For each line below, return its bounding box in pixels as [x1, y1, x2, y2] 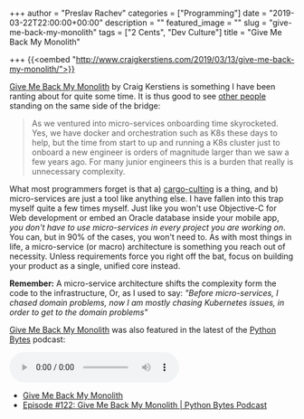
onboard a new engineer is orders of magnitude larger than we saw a [31, 147, 290, 157]
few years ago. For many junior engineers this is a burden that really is [31, 157, 294, 167]
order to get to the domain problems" [9, 307, 148, 318]
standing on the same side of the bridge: [9, 100, 161, 111]
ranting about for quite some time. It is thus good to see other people [9, 90, 267, 101]
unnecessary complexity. [31, 167, 126, 176]
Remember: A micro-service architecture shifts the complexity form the [9, 278, 277, 289]
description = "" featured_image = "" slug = [105, 17, 268, 28]
